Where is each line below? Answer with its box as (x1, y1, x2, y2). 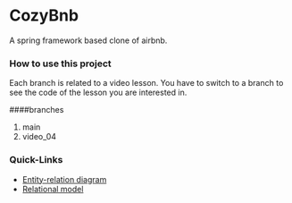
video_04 (21, 131, 56, 142)
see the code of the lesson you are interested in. (9, 87, 188, 98)
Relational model (21, 183, 84, 194)
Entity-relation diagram (21, 173, 107, 184)
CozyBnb (9, 5, 79, 26)
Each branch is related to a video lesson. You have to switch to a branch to (9, 78, 284, 89)
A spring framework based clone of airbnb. (9, 35, 168, 46)
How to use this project (9, 57, 112, 70)
